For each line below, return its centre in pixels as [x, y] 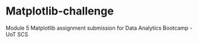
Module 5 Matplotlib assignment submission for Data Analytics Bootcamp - [99, 28]
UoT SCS [17, 34]
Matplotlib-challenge [60, 11]
